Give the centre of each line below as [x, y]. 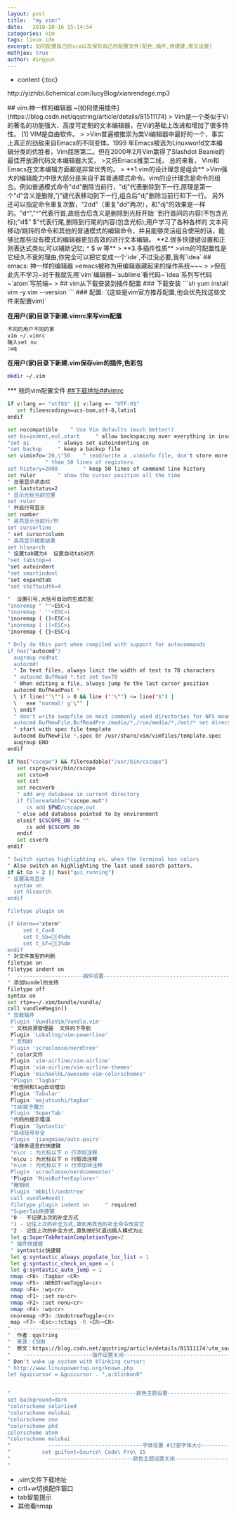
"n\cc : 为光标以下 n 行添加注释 [54, 1152]
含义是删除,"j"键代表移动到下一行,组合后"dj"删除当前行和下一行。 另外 [124, 195]
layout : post [26, 14]
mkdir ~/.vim [26, 377]
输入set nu [22, 342]
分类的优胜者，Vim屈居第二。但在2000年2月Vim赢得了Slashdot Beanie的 [119, 151]
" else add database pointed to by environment [87, 814]
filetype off [26, 989]
